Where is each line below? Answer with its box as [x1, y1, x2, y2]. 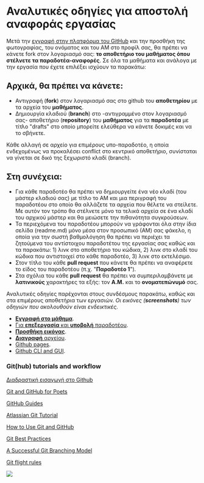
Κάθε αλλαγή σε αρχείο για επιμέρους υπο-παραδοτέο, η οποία [6, 141, 169, 148]
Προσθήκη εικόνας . [15, 327, 67, 335]
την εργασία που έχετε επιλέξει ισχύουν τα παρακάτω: [6, 63, 146, 71]
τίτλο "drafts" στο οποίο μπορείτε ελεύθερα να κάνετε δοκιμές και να [15, 123, 192, 130]
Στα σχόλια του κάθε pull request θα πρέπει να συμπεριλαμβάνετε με [15, 272, 194, 279]
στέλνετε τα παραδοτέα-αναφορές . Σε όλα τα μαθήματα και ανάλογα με [6, 57, 197, 64]
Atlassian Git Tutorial [6, 411, 58, 419]
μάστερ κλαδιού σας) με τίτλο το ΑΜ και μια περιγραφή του [15, 194, 167, 201]
